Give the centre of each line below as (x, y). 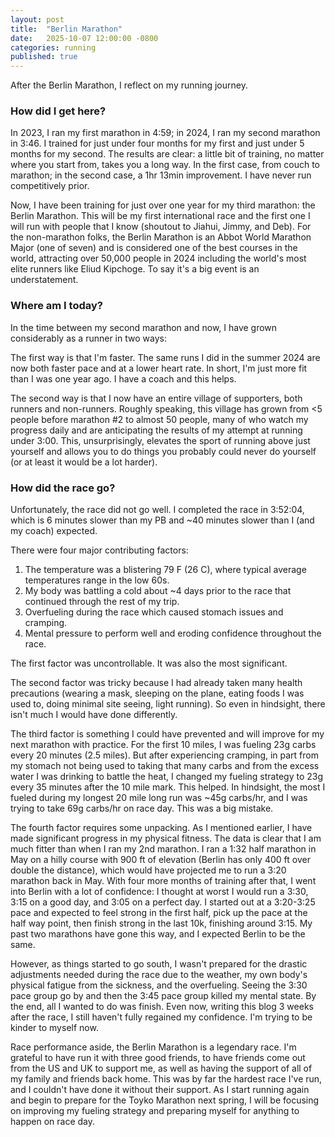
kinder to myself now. (54, 1028)
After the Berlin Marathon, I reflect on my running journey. (129, 85)
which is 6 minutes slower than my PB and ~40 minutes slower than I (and (162, 520)
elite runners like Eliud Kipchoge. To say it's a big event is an (135, 269)
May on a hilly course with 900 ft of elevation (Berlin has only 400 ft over (160, 860)
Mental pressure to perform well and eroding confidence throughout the (173, 633)
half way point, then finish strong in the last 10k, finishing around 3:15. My (161, 923)
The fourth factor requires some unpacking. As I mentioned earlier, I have (161, 828)
